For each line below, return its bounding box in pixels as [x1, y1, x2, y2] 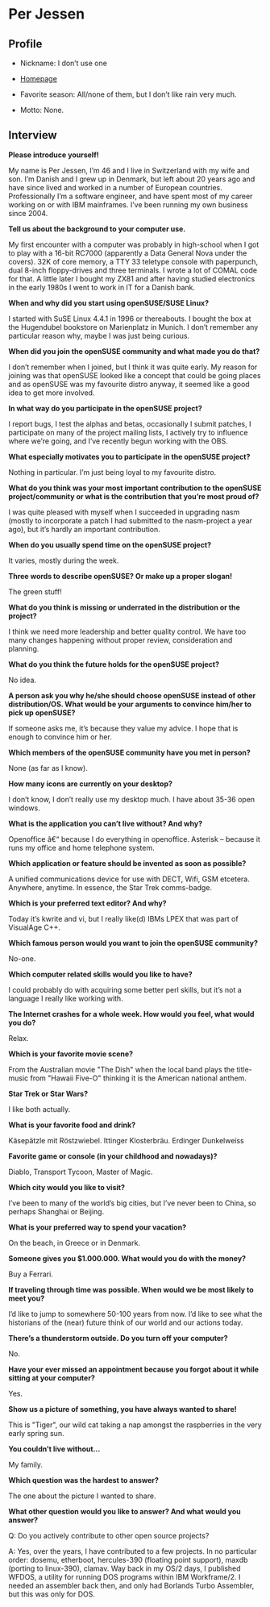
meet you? [8, 1293, 45, 1303]
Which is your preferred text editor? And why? [8, 898, 167, 908]
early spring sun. [8, 1428, 64, 1438]
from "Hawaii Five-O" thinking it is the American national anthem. [30, 1073, 247, 1083]
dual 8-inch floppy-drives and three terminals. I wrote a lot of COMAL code [8, 265, 258, 275]
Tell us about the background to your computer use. [8, 223, 186, 234]
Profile [8, 37, 43, 51]
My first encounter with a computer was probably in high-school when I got [8, 239, 260, 249]
